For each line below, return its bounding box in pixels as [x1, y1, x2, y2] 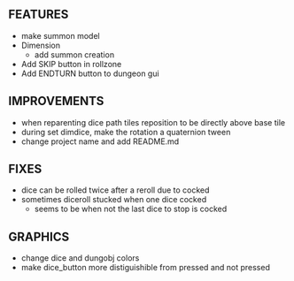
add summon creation [34, 49, 115, 60]
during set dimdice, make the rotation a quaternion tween [20, 126, 231, 137]
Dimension [20, 40, 61, 50]
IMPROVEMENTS [8, 94, 104, 109]
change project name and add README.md [20, 136, 180, 147]
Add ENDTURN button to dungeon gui [20, 68, 160, 79]
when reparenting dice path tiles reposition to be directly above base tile [20, 117, 285, 127]
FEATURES [8, 7, 69, 22]
